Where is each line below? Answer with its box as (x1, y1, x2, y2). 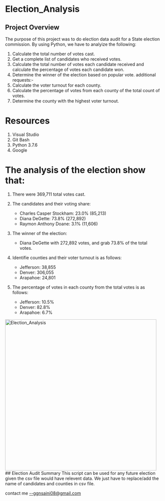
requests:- (12, 77, 33, 83)
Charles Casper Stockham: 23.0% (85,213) (19, 210, 107, 216)
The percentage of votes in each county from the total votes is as (12, 284, 145, 290)
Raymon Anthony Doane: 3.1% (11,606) (19, 221, 98, 227)
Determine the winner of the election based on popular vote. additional (12, 72, 156, 77)
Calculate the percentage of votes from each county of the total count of (12, 88, 160, 93)
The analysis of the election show (5, 165, 146, 176)
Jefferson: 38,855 (19, 264, 56, 270)
